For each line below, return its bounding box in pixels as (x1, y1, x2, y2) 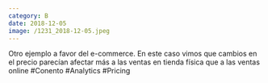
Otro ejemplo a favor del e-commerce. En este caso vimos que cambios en (8, 49, 258, 59)
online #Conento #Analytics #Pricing (8, 66, 131, 76)
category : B (8, 11, 48, 20)
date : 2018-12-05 (8, 19, 67, 27)
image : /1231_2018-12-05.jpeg (8, 27, 111, 35)
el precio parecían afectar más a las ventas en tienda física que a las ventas (8, 57, 261, 67)
